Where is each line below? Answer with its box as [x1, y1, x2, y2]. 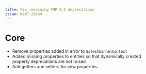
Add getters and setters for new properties [12, 64, 98, 70]
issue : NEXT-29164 [5, 12, 42, 16]
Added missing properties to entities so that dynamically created [12, 54, 142, 59]
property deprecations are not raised [12, 59, 86, 64]
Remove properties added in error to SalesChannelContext [12, 48, 128, 54]
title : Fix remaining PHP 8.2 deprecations [5, 7, 95, 12]
